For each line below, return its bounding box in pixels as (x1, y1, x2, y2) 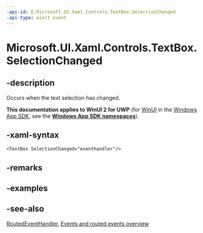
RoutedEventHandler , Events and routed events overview (6, 220, 149, 227)
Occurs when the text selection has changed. (6, 94, 121, 101)
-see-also (6, 204, 45, 214)
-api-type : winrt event (6, 15, 67, 21)
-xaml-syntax (6, 130, 60, 140)
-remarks (6, 162, 43, 173)
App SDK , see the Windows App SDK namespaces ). (6, 112, 139, 119)
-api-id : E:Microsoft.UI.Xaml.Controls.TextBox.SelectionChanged (6, 9, 176, 15)
